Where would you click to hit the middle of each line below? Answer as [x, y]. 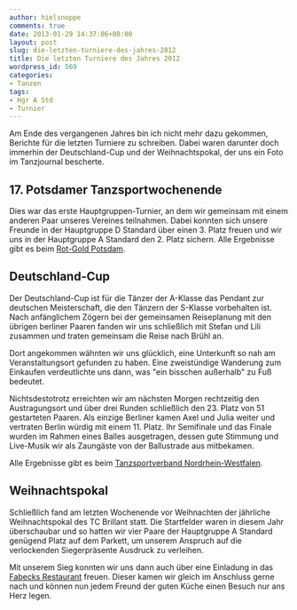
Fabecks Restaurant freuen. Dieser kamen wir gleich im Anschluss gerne [142, 576]
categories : [31, 75]
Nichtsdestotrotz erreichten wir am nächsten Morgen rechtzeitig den [134, 398]
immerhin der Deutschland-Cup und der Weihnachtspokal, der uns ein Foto [146, 153]
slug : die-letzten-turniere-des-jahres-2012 [93, 51]
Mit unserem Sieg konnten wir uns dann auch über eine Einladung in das [141, 567]
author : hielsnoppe [45, 17]
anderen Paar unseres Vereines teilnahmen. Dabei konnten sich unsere [139, 221]
